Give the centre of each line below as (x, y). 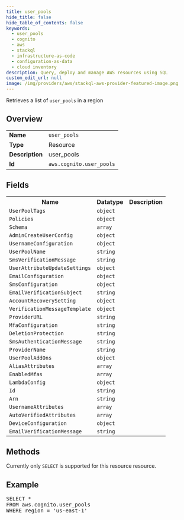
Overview (25, 119)
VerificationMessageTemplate (50, 309)
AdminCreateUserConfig (41, 235)
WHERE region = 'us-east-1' (47, 511)
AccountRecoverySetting (43, 300)
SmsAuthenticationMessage (46, 341)
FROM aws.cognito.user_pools (48, 505)
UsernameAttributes (36, 407)
